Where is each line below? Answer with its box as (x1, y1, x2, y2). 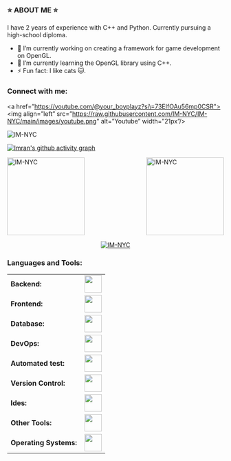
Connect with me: (7, 86, 68, 96)
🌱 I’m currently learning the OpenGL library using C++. (16, 59, 172, 67)
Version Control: (10, 378, 65, 388)
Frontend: (10, 299, 43, 308)
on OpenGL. (16, 52, 52, 60)
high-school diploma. (7, 31, 67, 39)
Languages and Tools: (7, 257, 82, 267)
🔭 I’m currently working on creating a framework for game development (16, 44, 220, 52)
